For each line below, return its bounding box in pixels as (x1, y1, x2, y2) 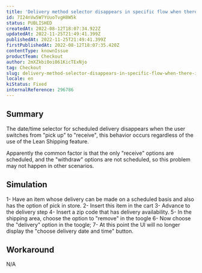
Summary (6, 109, 44, 119)
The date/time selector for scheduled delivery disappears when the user (6, 125, 185, 132)
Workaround (6, 244, 55, 255)
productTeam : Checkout (6, 53, 63, 59)
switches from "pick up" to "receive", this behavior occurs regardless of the (6, 131, 194, 139)
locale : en (6, 76, 34, 82)
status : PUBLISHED (6, 20, 52, 26)
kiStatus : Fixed (6, 82, 47, 88)
